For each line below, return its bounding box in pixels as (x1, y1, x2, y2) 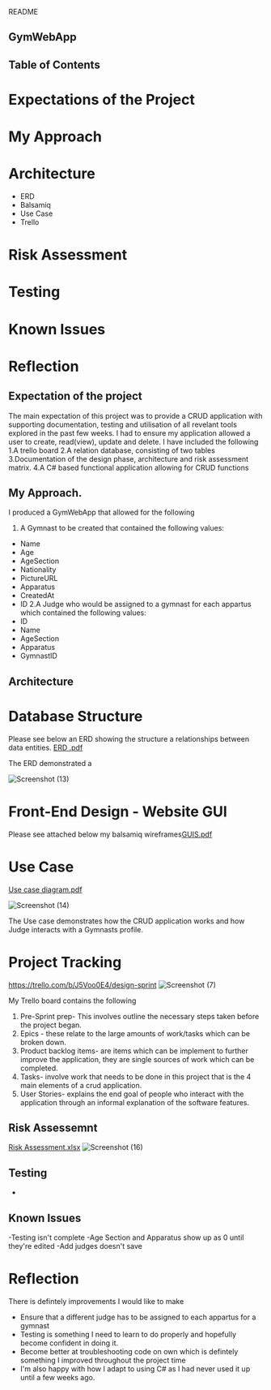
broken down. (19, 1037, 67, 1047)
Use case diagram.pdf (8, 884, 83, 894)
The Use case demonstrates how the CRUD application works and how (8, 916, 245, 926)
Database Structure (8, 708, 143, 725)
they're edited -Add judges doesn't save (8, 1242, 143, 1251)
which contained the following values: (19, 608, 147, 618)
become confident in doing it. (19, 1338, 119, 1348)
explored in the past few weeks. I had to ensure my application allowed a (8, 428, 251, 437)
